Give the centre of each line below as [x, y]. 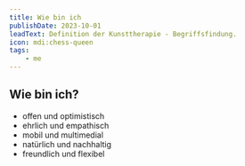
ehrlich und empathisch [65, 125]
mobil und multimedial [63, 135]
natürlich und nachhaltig [67, 144]
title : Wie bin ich [45, 17]
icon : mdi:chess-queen [51, 42]
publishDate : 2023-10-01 [55, 26]
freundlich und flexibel [63, 154]
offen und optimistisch [63, 115]
